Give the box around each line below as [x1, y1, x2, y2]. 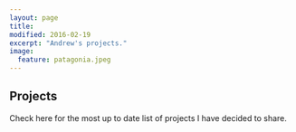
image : [9, 47, 34, 56]
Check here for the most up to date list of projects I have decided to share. [9, 112, 288, 123]
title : [9, 22, 34, 31]
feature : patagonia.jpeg [17, 55, 111, 64]
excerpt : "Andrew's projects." [9, 38, 128, 48]
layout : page [9, 13, 59, 23]
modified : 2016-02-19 [9, 30, 91, 39]
